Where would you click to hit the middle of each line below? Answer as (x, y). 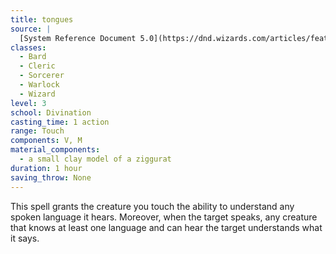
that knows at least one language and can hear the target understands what (166, 227)
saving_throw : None (51, 177)
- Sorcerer (42, 76)
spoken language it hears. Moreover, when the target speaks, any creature (164, 217)
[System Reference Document (78, 38)
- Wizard (37, 94)
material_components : (55, 150)
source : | (31, 29)
